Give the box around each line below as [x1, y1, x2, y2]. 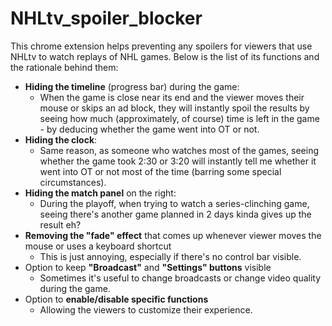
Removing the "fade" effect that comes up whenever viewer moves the [24, 229, 322, 241]
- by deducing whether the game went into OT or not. [39, 123, 260, 135]
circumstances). [39, 176, 107, 188]
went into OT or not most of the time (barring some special [39, 165, 282, 177]
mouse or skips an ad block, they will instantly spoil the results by [39, 102, 310, 114]
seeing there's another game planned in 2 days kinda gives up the [39, 208, 312, 220]
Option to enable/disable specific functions [24, 293, 209, 305]
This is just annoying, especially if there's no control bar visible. [39, 250, 302, 262]
